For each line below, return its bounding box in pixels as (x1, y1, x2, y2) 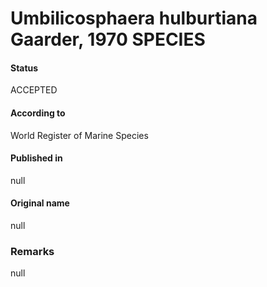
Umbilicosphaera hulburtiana (10, 7, 258, 30)
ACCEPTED (10, 84, 58, 96)
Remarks (10, 244, 55, 258)
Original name (10, 197, 70, 209)
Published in (10, 152, 63, 164)
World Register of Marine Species (10, 129, 149, 141)
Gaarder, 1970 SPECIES (10, 28, 206, 51)
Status (10, 62, 39, 74)
